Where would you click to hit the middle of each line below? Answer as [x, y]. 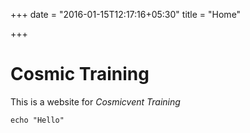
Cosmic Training [80, 74]
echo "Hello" [37, 120]
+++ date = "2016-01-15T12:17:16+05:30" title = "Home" [126, 14]
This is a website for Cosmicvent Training [95, 101]
